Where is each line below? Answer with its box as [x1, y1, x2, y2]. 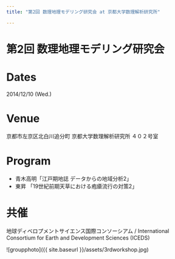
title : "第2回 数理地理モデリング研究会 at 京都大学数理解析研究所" [6, 8, 160, 15]
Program [6, 154, 51, 167]
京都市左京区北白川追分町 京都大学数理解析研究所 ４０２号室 [6, 132, 159, 140]
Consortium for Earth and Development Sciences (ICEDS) [6, 234, 150, 241]
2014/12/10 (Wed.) [6, 90, 52, 98]
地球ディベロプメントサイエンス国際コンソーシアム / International [6, 227, 170, 234]
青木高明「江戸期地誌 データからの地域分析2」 [15, 175, 132, 182]
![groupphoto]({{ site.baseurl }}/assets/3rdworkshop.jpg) [6, 246, 149, 253]
